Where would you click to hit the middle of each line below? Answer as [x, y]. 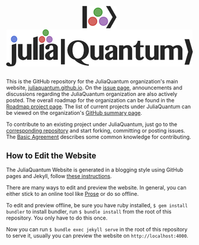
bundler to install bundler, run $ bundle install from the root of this [89, 212]
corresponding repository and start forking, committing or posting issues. [96, 131]
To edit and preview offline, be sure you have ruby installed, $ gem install [97, 205]
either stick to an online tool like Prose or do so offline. [73, 194]
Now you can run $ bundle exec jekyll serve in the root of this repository [97, 230]
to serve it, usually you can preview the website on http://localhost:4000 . [97, 236]
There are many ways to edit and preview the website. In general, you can [96, 188]
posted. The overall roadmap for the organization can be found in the [90, 101]
